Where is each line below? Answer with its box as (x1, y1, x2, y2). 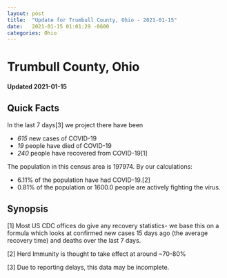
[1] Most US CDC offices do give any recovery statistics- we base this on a (7, 221, 219, 230)
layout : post (7, 10, 45, 17)
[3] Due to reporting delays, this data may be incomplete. (7, 263, 170, 271)
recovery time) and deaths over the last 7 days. (7, 236, 141, 244)
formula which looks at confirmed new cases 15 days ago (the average (7, 229, 208, 237)
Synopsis (7, 203, 48, 215)
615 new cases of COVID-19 (17, 134, 97, 142)
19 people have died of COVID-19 (17, 141, 112, 149)
